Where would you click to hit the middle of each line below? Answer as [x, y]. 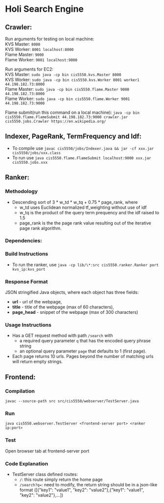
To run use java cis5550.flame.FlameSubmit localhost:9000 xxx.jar [82, 157]
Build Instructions [27, 254]
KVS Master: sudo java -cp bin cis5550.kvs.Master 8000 [63, 74]
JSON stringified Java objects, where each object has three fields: [72, 292]
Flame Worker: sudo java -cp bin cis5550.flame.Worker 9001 [68, 99]
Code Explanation [27, 463]
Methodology [22, 191]
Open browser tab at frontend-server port [47, 451]
